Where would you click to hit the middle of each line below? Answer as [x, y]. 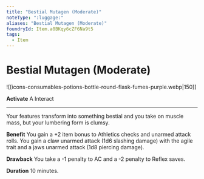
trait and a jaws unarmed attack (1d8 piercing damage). [75, 147]
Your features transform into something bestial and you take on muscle [95, 116]
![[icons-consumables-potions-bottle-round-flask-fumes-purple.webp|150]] [101, 87]
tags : [13, 35]
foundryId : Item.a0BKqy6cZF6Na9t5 [50, 29]
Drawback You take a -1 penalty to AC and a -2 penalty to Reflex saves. [96, 159]
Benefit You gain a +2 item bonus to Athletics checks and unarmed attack [99, 134]
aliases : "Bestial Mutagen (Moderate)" [57, 23]
